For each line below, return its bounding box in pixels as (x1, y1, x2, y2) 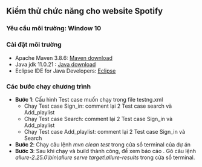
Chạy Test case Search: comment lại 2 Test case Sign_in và (24, 115, 173, 122)
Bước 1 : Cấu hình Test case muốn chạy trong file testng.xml (15, 96, 163, 103)
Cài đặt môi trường (6, 41, 62, 49)
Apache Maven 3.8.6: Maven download (15, 54, 113, 61)
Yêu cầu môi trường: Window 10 (6, 24, 102, 33)
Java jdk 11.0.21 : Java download (15, 61, 96, 68)
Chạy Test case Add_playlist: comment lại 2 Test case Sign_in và (24, 128, 186, 135)
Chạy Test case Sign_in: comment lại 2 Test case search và (24, 102, 172, 110)
